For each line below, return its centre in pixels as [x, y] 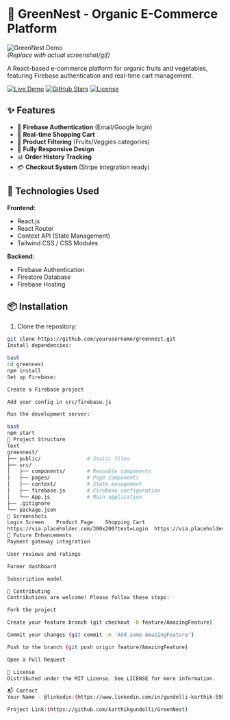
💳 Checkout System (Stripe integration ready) [84, 167]
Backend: [21, 256]
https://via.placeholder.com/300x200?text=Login [78, 529]
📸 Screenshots [27, 516]
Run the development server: [49, 414]
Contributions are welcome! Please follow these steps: [88, 598]
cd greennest [26, 364]
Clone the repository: [47, 326]
